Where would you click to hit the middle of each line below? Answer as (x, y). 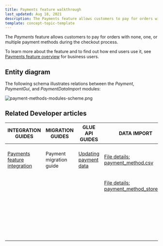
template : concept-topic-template (40, 23)
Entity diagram (28, 72)
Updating (89, 154)
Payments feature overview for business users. (52, 57)
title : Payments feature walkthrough (43, 9)
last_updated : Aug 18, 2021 (33, 14)
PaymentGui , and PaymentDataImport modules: (53, 89)
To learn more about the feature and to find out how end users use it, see (78, 52)
